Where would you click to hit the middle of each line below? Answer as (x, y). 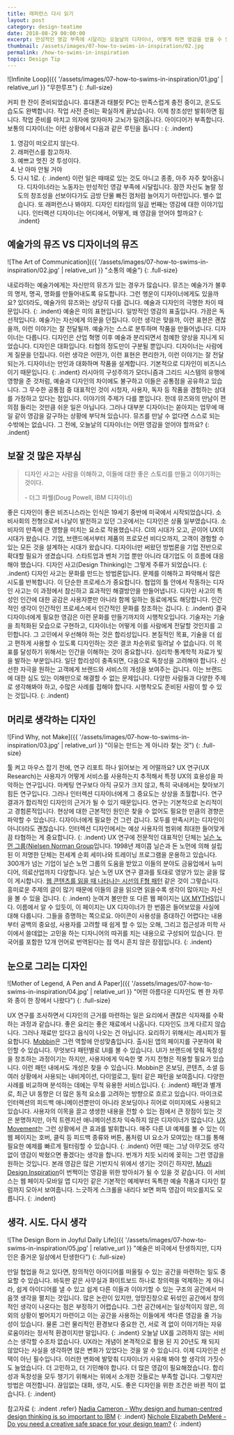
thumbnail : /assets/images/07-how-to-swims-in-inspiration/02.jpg (106, 46)
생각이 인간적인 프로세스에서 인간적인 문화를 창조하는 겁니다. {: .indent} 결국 (123, 609)
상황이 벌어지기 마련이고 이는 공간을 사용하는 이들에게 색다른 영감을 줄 (115, 1315)
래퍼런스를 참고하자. (44, 151)
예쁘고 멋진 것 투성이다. (49, 161)
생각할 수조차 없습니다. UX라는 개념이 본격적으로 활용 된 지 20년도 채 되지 (120, 1341)
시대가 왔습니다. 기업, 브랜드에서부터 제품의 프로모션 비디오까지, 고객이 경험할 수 (116, 539)
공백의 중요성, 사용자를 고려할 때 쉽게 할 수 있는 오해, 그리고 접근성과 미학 (119, 925)
